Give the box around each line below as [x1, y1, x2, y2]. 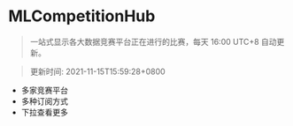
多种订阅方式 [20, 95, 68, 107]
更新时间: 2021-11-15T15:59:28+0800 [29, 66, 166, 77]
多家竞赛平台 [20, 85, 68, 95]
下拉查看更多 [20, 107, 68, 117]
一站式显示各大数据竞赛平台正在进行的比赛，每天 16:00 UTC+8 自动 [29, 36, 277, 47]
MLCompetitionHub [8, 6, 156, 26]
